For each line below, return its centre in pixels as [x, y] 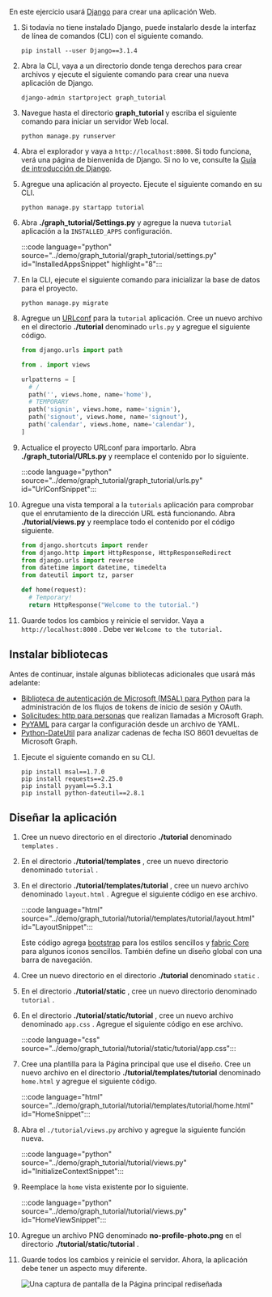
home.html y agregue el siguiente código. [89, 1081]
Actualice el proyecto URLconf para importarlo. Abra [108, 447]
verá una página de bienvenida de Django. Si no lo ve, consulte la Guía [138, 160]
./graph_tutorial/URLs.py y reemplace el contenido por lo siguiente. [135, 456]
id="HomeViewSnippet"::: [64, 1220]
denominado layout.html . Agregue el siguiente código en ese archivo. [139, 894]
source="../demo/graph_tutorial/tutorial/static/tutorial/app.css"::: [128, 1049]
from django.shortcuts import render [85, 545]
